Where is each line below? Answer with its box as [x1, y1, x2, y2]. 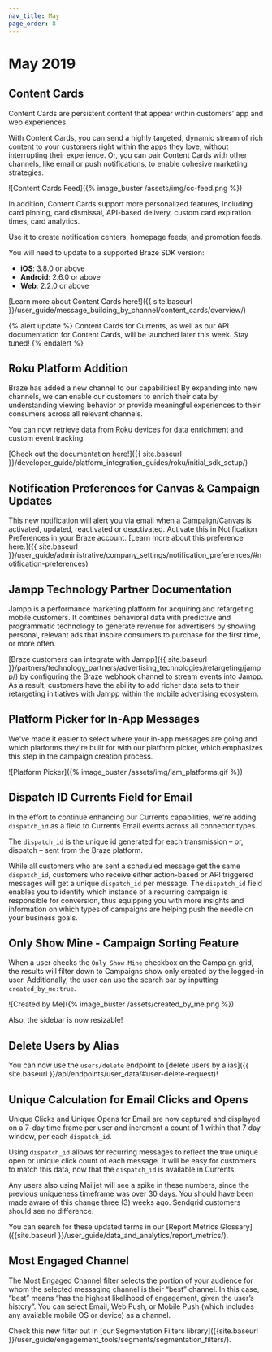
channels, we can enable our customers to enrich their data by [8, 392, 218, 402]
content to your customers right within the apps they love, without [8, 141, 229, 151]
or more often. [8, 638, 57, 648]
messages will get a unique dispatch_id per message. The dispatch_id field [8, 878, 262, 888]
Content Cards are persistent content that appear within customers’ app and [8, 108, 264, 118]
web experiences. [8, 117, 68, 127]
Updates [8, 493, 53, 508]
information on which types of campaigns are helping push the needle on [8, 904, 253, 914]
